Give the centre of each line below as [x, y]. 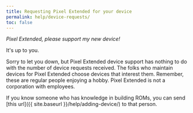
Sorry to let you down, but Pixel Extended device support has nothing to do [96, 61]
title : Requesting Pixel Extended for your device [69, 11]
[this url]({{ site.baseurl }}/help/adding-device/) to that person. [82, 104]
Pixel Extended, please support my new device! [63, 39]
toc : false [19, 22]
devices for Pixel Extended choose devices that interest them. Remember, [95, 74]
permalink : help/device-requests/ [48, 17]
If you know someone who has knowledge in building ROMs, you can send [96, 98]
